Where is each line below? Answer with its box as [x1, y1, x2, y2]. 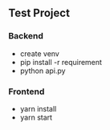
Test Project [8, 6, 71, 20]
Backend [8, 30, 44, 42]
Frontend [8, 86, 45, 97]
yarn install [19, 104, 57, 113]
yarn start [19, 112, 53, 122]
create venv [19, 48, 60, 59]
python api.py [19, 66, 66, 75]
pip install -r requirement [19, 57, 103, 67]
